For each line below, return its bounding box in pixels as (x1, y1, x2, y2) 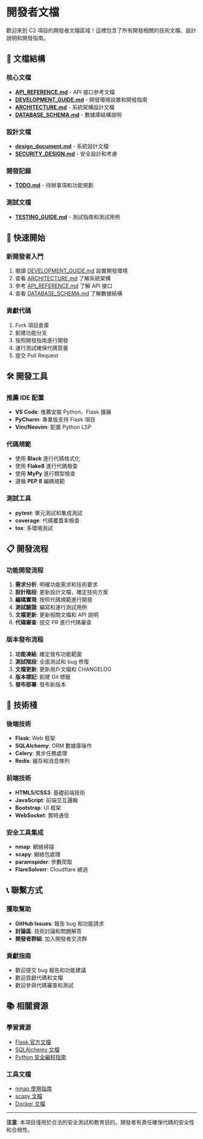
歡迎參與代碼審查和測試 (14, 982, 74, 989)
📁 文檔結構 (6, 54, 45, 64)
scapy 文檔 (14, 1092, 43, 1100)
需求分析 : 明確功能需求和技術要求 (14, 581, 98, 588)
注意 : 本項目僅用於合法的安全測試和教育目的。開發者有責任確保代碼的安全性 (6, 1118, 195, 1126)
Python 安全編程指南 (14, 1053, 66, 1060)
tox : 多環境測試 (14, 524, 53, 532)
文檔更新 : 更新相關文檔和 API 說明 (14, 611, 99, 618)
